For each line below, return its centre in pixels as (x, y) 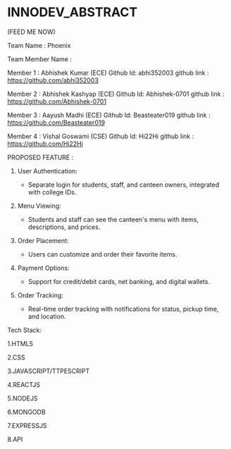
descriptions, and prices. (64, 227)
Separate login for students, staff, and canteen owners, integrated (124, 185)
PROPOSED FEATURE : (40, 157)
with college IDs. (52, 192)
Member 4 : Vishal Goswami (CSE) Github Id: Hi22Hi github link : (101, 136)
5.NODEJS (23, 398)
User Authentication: (47, 171)
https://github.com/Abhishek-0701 (57, 101)
